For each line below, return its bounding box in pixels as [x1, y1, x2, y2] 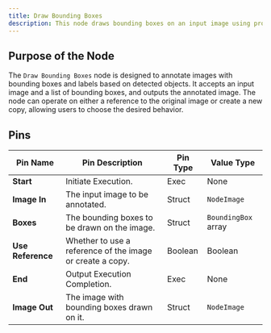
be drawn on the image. [65, 223, 156, 234]
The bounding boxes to [65, 212, 153, 223]
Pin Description [81, 157, 143, 169]
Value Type [211, 157, 256, 169]
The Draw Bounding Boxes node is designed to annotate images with [8, 70, 233, 81]
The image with [65, 292, 124, 303]
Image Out [12, 302, 54, 313]
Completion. [65, 279, 112, 290]
